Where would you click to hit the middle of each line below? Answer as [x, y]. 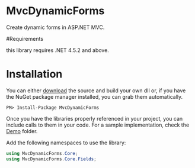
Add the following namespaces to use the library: [66, 143]
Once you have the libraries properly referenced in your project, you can [95, 118]
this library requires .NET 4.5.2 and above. [58, 50]
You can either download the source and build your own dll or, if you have [96, 91]
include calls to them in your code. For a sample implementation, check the [98, 125]
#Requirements [25, 38]
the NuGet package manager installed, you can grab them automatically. [95, 96]
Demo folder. [22, 131]
